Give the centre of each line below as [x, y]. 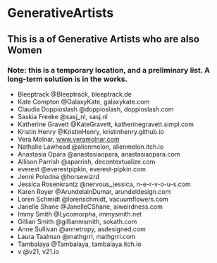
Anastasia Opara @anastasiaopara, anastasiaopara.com [99, 154]
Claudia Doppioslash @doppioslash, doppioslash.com [95, 109]
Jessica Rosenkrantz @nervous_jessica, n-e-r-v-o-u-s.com [104, 184]
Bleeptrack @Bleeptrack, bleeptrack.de [74, 94]
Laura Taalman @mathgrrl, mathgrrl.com [76, 236]
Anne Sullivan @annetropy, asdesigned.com [82, 229]
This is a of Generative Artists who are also [103, 39]
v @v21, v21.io [38, 251]
